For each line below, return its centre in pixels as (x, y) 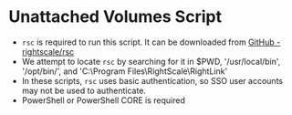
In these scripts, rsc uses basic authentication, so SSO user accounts (152, 80)
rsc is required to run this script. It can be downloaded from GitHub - (151, 42)
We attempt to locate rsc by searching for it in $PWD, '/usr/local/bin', (151, 61)
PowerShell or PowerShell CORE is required (104, 100)
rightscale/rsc (48, 51)
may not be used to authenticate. (84, 90)
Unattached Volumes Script (115, 17)
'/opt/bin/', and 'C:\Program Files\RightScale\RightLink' (125, 71)
